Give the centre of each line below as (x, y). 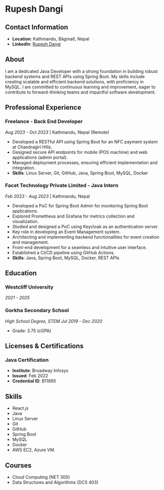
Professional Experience (43, 108)
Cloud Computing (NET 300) (41, 477)
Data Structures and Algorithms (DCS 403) (55, 482)
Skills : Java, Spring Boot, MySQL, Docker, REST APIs (66, 258)
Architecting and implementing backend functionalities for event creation (86, 237)
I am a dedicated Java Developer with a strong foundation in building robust (82, 71)
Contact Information (37, 27)
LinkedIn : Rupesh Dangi (36, 44)
